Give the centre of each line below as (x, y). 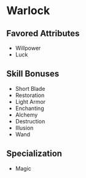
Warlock (28, 11)
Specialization (34, 154)
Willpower (28, 48)
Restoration (30, 95)
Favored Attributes (43, 33)
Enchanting (29, 108)
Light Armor (30, 101)
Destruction (30, 121)
